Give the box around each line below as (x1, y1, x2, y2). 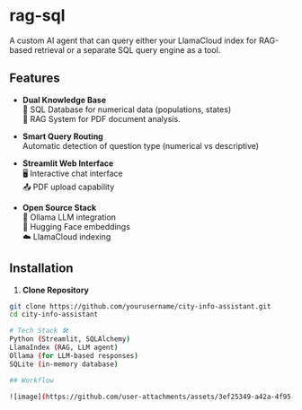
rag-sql (9, 5, 66, 26)
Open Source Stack (22, 202, 97, 213)
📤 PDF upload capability (22, 181, 115, 192)
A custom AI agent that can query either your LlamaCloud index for (9, 35, 258, 46)
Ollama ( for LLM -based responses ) (9, 351, 139, 360)
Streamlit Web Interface (22, 158, 114, 169)
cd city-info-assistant (9, 310, 99, 319)
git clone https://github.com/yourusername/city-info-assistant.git (9, 301, 271, 310)
